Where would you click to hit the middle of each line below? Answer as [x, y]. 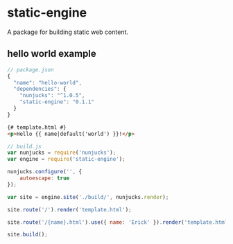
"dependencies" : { [40, 89]
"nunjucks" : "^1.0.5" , [52, 96]
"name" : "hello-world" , [48, 82]
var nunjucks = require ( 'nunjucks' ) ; [62, 153]
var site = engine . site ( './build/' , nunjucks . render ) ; [88, 197]
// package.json [31, 70]
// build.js [24, 146]
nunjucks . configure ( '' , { [44, 172]
